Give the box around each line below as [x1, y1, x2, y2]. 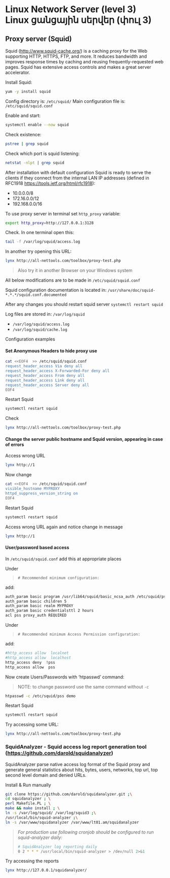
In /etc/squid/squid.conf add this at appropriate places [5, 556, 121, 562]
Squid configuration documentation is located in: [5, 287, 107, 293]
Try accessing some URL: [5, 721, 59, 728]
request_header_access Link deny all [5, 377, 85, 383]
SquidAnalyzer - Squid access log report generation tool [5, 743, 147, 750]
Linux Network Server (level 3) [5, 4, 137, 15]
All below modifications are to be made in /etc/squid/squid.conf [5, 277, 141, 283]
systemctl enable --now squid [5, 122, 69, 127]
